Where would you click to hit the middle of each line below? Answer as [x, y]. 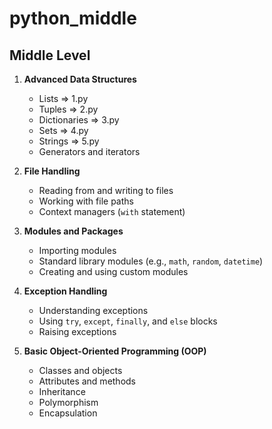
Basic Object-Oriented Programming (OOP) [115, 351]
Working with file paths [86, 201]
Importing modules [77, 250]
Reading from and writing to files [106, 190]
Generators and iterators [89, 151]
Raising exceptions [77, 331]
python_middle [73, 18]
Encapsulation [68, 413]
